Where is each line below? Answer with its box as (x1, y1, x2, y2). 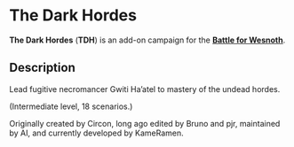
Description (9, 60, 75, 75)
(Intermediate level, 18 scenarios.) (9, 101, 133, 112)
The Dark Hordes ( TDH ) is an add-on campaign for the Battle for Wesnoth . (9, 35, 286, 45)
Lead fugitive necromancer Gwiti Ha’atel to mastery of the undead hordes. (9, 83, 281, 94)
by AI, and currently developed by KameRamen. (9, 128, 184, 138)
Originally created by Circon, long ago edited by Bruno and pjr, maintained (9, 118, 281, 128)
